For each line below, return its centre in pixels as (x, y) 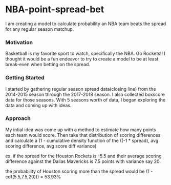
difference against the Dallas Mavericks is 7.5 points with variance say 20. (83, 161)
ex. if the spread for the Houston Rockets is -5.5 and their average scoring (84, 156)
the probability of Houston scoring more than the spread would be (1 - (79, 171)
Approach (18, 118)
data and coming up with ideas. (38, 105)
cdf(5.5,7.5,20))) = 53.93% (33, 177)
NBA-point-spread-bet (55, 9)
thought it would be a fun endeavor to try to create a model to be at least (82, 59)
